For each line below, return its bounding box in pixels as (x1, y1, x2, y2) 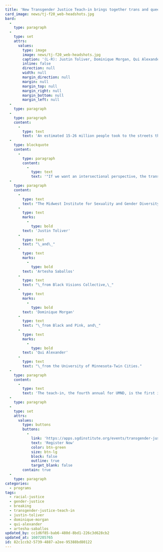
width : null (22, 70, 47, 75)
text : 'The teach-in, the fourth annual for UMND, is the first (22, 391, 155, 396)
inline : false (22, 61, 51, 66)
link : (31, 436, 42, 441)
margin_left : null (22, 98, 60, 102)
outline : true (31, 458, 60, 464)
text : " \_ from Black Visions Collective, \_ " (22, 283, 114, 287)
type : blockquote (14, 143, 49, 148)
